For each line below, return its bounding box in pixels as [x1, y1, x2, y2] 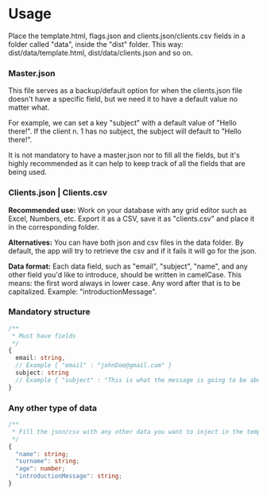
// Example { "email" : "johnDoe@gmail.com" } [15, 362, 172, 369]
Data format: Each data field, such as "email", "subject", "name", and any [8, 261, 248, 271]
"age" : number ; [15, 465, 66, 473]
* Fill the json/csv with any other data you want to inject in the [11, 427, 244, 435]
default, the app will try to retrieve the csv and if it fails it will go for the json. [8, 246, 257, 255]
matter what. [8, 102, 50, 112]
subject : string [15, 369, 69, 377]
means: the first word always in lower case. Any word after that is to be [8, 278, 241, 288]
